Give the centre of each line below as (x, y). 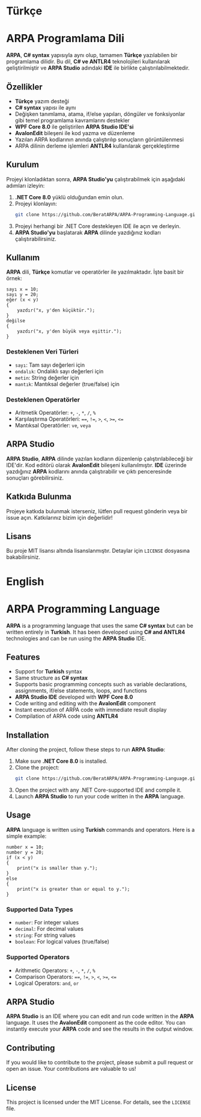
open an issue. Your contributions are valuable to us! (71, 1069)
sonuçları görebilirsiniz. (35, 478)
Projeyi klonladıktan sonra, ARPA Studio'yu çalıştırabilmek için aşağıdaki (96, 179)
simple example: (26, 836)
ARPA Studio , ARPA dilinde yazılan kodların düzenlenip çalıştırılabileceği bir (100, 459)
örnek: (14, 278)
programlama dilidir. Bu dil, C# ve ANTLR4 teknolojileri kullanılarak (88, 62)
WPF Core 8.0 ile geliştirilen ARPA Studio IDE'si (74, 127)
